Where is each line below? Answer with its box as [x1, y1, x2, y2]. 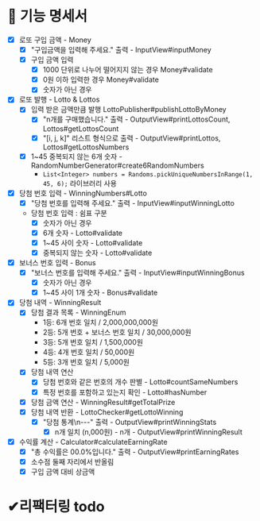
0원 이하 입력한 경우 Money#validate [42, 75, 160, 84]
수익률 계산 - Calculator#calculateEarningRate [18, 437, 168, 446]
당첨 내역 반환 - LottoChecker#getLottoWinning [30, 407, 184, 417]
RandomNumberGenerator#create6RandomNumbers [30, 160, 204, 170]
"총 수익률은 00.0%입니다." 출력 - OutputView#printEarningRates [30, 446, 239, 457]
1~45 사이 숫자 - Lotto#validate [42, 237, 143, 247]
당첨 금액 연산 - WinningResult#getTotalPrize [30, 397, 176, 407]
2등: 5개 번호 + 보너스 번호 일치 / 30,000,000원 [42, 327, 192, 338]
